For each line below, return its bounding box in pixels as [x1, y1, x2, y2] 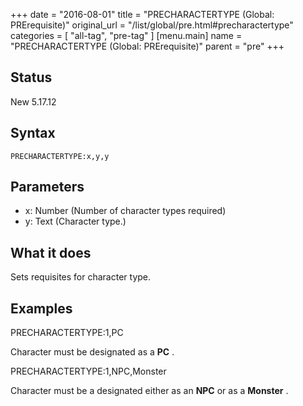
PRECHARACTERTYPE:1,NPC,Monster [10, 365, 167, 378]
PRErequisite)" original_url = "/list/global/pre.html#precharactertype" [10, 19, 294, 31]
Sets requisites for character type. [10, 271, 152, 283]
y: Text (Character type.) [24, 215, 127, 228]
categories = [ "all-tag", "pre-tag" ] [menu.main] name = [10, 30, 243, 41]
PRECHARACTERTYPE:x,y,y [10, 151, 110, 161]
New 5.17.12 [10, 95, 57, 108]
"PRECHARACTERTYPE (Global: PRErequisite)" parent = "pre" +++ [10, 40, 285, 52]
